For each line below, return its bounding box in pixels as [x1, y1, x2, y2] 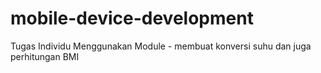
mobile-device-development [10, 7, 254, 30]
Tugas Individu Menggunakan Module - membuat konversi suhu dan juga [10, 40, 312, 52]
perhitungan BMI [10, 50, 80, 62]
